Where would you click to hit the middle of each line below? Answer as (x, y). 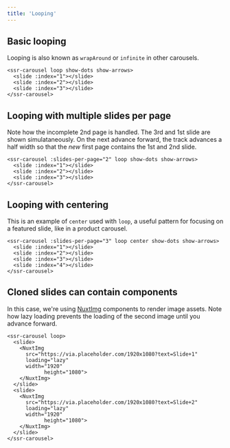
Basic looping (37, 42)
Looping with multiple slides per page (89, 115)
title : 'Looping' (32, 13)
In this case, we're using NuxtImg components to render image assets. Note (114, 309)
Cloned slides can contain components (92, 292)
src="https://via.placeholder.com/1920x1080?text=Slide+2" (111, 402)
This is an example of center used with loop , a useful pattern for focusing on (115, 222)
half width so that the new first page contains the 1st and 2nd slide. (102, 147)
